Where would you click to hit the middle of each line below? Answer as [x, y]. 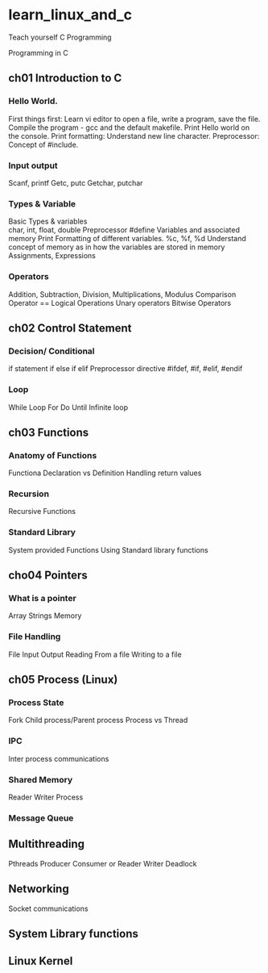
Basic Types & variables [48, 221]
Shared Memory [41, 779]
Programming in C [38, 52]
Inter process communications [59, 758]
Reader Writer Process [46, 797]
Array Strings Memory [45, 616]
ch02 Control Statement [70, 328]
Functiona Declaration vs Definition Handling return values [105, 473]
